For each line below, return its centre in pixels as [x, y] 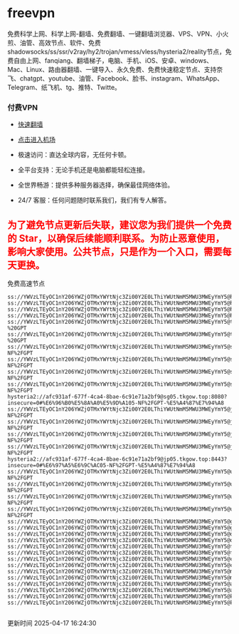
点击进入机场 [36, 140]
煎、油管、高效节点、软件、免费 [54, 42]
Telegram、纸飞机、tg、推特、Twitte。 [64, 87]
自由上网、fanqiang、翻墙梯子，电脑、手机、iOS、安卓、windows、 [113, 60]
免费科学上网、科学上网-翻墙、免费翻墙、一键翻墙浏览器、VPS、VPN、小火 [118, 34]
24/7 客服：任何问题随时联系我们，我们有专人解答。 [94, 200]
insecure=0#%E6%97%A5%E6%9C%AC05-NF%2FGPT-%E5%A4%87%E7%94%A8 [101, 466]
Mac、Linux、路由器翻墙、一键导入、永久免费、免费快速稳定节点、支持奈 [115, 69]
